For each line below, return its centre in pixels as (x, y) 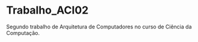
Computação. (23, 33)
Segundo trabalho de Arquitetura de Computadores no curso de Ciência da (99, 27)
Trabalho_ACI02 (47, 10)
